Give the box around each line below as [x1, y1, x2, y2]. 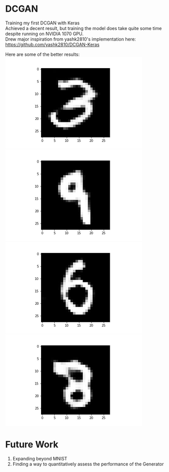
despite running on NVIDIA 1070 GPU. [5, 30, 84, 37]
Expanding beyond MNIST [12, 455, 67, 461]
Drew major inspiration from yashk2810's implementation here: [5, 36, 136, 42]
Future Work [5, 439, 59, 450]
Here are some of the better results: [5, 51, 80, 57]
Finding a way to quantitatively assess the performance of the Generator [12, 461, 164, 467]
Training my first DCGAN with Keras [5, 20, 80, 26]
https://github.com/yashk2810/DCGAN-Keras [5, 41, 100, 47]
